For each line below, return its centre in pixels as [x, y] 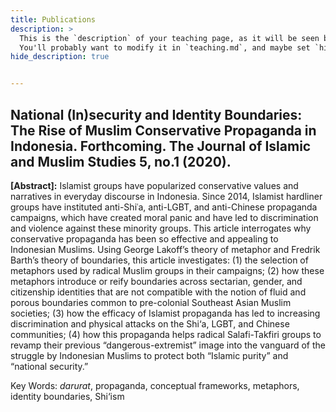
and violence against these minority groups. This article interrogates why [161, 228]
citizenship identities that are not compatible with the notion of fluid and [158, 292]
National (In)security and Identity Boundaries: [156, 114]
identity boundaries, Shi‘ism [67, 396]
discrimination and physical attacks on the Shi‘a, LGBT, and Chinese [150, 323]
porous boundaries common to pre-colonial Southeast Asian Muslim [151, 302]
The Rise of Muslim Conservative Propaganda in [163, 130]
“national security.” [49, 366]
